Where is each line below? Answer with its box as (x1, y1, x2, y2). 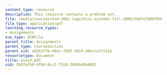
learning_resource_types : (5, 26, 59, 31)
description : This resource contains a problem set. (5, 12, 117, 17)
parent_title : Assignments (5, 39, 61, 44)
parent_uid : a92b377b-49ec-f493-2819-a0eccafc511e (5, 48, 112, 53)
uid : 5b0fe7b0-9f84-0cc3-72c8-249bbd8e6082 (5, 62, 97, 67)
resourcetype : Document (5, 53, 55, 58)
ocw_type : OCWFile (5, 35, 43, 40)
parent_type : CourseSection (5, 44, 64, 49)
